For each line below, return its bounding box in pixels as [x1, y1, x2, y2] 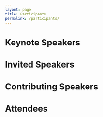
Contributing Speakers [5, 81, 98, 92]
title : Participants [5, 12, 47, 16]
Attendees [5, 103, 48, 114]
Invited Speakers [5, 59, 74, 70]
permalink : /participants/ [5, 16, 59, 21]
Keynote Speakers [5, 37, 81, 48]
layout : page [5, 7, 31, 12]
